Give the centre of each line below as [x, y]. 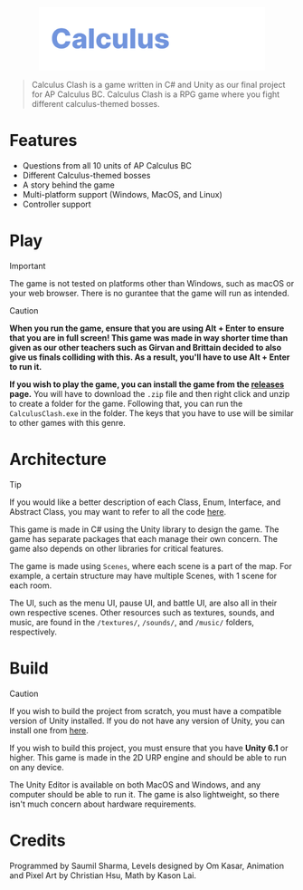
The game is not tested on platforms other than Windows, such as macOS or [152, 283]
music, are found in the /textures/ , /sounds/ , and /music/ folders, [132, 622]
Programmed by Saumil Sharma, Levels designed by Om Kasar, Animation [147, 866]
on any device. [37, 767]
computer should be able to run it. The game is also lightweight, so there [145, 794]
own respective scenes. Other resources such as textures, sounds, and [142, 612]
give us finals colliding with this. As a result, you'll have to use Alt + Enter [150, 357]
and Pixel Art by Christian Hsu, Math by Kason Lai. [103, 875]
